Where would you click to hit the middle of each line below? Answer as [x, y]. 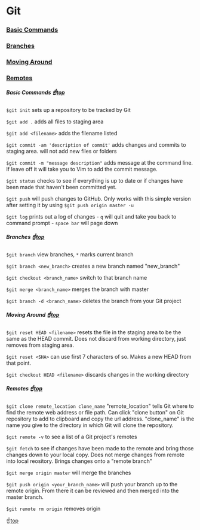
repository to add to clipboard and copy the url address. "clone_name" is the [100, 419]
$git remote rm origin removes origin [53, 508]
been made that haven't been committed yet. [61, 187]
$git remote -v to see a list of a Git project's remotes [72, 437]
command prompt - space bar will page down [62, 223]
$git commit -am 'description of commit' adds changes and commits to [96, 144]
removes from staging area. [40, 345]
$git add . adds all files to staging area [55, 122]
